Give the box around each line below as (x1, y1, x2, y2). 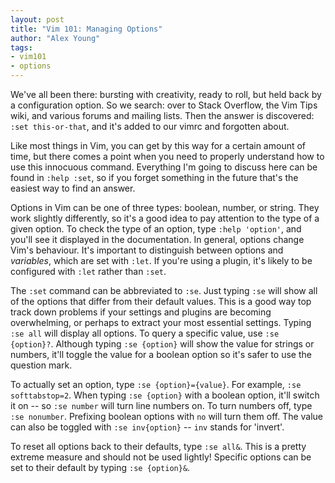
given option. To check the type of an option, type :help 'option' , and (10, 223, 302, 235)
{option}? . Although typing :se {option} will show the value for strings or (10, 338, 315, 350)
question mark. (10, 359, 73, 371)
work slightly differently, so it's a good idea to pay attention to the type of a (10, 212, 320, 224)
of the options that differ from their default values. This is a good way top (10, 296, 312, 307)
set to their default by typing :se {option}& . (10, 462, 191, 473)
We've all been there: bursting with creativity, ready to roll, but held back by (10, 89, 322, 100)
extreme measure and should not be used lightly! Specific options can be (10, 451, 312, 463)
